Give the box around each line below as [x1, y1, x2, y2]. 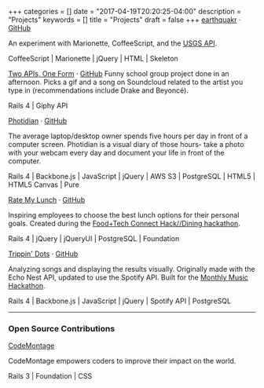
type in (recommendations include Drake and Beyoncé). [8, 86, 189, 95]
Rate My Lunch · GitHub [8, 196, 86, 204]
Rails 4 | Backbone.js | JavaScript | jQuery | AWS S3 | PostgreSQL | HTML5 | [8, 172, 255, 181]
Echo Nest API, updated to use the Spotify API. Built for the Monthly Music [8, 273, 249, 282]
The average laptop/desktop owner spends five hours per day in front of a [8, 131, 248, 141]
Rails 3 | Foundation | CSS [8, 372, 93, 381]
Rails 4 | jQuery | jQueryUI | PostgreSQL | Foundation [8, 234, 180, 243]
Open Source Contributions [8, 323, 115, 334]
